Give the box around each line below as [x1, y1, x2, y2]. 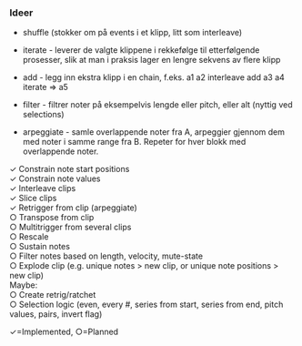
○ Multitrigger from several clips [9, 221, 132, 233]
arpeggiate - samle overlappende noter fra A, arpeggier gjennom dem [22, 127, 285, 137]
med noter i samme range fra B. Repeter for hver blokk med [22, 137, 247, 148]
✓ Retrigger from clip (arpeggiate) [9, 202, 138, 213]
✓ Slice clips [9, 193, 57, 204]
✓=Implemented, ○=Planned [9, 326, 119, 338]
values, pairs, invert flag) [9, 309, 103, 320]
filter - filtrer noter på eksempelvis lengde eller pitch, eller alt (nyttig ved [22, 99, 293, 110]
